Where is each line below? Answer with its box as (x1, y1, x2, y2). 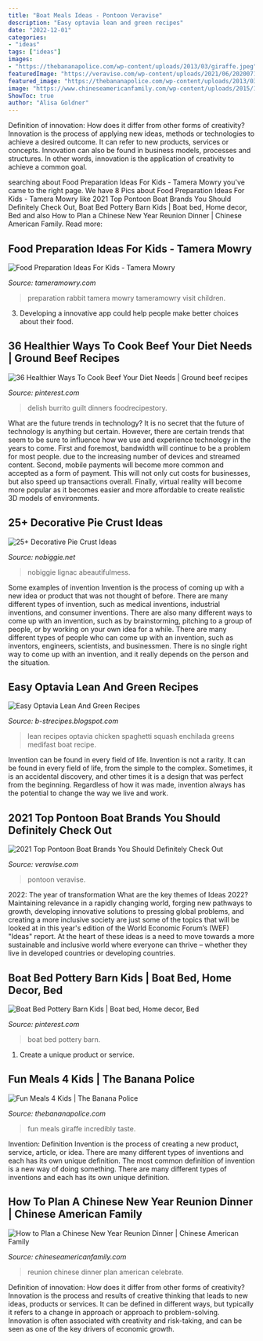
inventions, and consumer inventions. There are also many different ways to (8, 608, 253, 617)
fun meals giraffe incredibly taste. (27, 1124, 136, 1133)
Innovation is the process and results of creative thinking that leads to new (8, 1291, 248, 1300)
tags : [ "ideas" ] (8, 48, 61, 56)
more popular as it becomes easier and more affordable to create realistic (8, 484, 245, 495)
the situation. (8, 657, 51, 667)
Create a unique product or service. (19, 1050, 135, 1059)
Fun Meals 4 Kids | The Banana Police (8, 1072, 196, 1086)
